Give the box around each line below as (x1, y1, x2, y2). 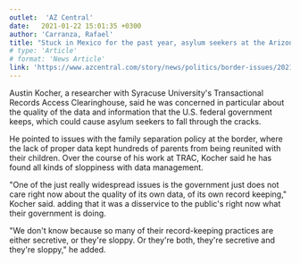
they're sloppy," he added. (9, 243, 106, 255)
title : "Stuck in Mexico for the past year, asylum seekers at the (9, 38, 266, 47)
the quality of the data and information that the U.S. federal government (9, 106, 272, 117)
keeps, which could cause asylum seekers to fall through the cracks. (9, 115, 262, 126)
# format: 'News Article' (9, 55, 105, 64)
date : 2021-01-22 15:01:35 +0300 (9, 21, 142, 30)
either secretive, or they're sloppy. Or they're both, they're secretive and (9, 234, 275, 245)
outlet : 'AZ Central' (9, 13, 94, 22)
